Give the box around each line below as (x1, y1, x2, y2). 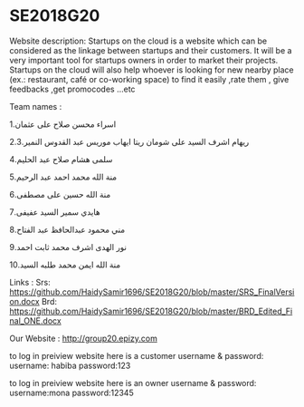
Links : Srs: (9, 276, 52, 287)
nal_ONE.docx (9, 315, 62, 326)
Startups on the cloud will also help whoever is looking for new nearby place (9, 64, 294, 75)
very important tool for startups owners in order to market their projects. (9, 54, 279, 65)
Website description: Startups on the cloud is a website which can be (9, 35, 268, 46)
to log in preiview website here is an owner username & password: (9, 377, 257, 388)
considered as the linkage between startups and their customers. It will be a (9, 44, 292, 55)
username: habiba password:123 (9, 360, 131, 371)
